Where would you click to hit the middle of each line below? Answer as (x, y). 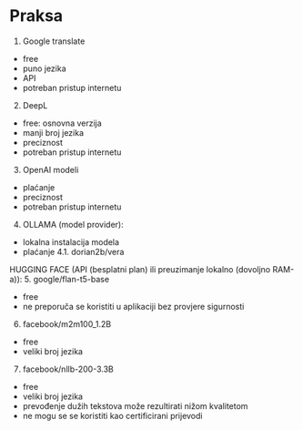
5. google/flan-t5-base (67, 279)
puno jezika (44, 68)
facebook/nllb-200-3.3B (68, 369)
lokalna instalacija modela (71, 241)
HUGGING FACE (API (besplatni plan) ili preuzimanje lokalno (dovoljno (140, 269)
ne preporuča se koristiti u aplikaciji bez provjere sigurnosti (133, 306)
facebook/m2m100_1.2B (67, 323)
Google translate (54, 41)
